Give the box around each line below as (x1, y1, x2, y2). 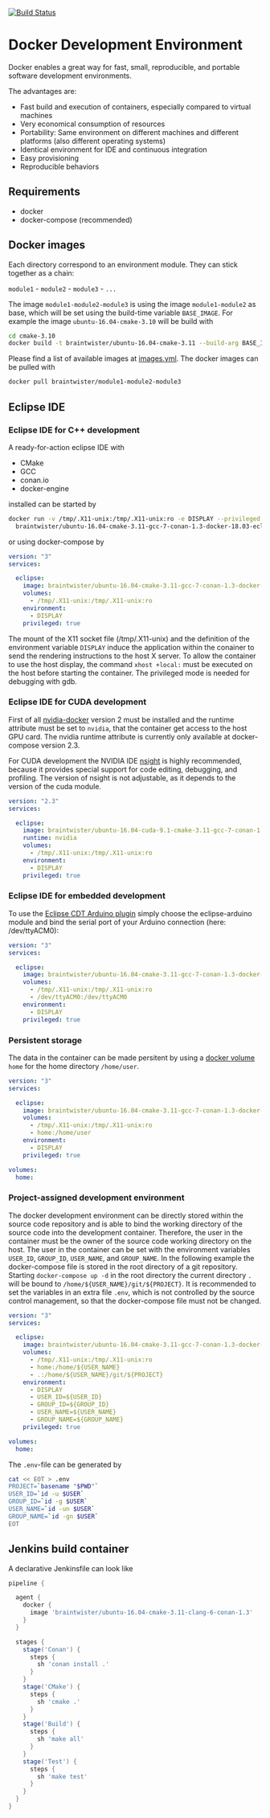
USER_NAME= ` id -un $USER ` (8, 1505, 95, 1513)
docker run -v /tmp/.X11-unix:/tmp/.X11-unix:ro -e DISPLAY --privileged (8, 514, 261, 522)
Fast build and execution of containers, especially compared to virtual (19, 101, 252, 112)
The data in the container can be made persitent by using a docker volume (8, 1053, 256, 1063)
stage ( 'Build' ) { (22, 1720, 81, 1728)
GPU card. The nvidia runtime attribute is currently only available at (8, 731, 231, 741)
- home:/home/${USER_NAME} (29, 1363, 121, 1371)
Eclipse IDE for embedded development (8, 891, 166, 902)
